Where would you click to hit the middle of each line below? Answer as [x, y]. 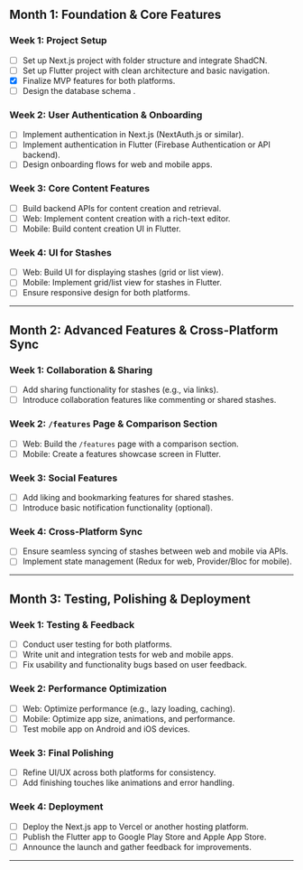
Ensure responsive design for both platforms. [106, 293]
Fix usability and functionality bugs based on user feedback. [135, 665]
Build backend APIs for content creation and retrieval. [122, 208]
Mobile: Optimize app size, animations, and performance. [129, 718]
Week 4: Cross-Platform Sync [76, 531]
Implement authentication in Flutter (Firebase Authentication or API [146, 145]
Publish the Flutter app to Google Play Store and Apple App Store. [144, 837]
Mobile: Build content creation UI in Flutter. [102, 229]
